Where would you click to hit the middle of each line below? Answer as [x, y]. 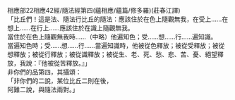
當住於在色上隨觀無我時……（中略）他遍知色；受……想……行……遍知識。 [112, 37]
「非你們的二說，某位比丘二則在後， [60, 81]
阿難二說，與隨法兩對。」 [43, 89]
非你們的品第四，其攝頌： [44, 72]
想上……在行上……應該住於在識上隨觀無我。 [71, 28]
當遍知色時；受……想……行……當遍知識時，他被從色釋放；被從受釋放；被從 [116, 45]
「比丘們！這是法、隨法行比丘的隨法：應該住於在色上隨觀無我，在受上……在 [118, 19]
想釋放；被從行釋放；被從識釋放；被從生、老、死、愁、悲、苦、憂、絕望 [112, 54]
